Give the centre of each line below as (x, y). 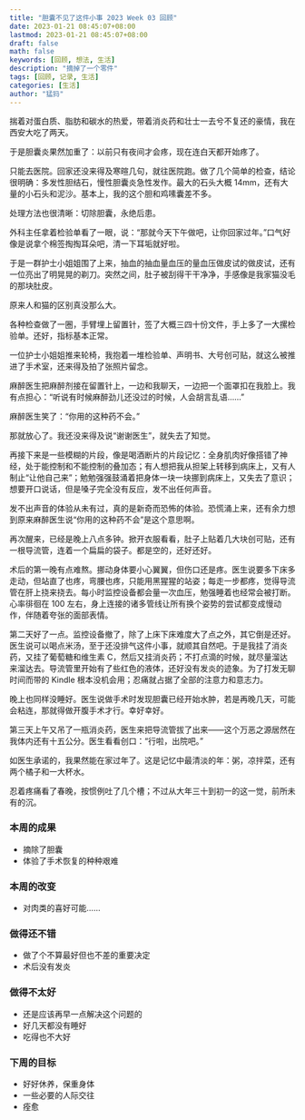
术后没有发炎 (46, 966)
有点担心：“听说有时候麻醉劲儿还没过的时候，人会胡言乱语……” (127, 397)
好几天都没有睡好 (54, 1025)
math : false (32, 52)
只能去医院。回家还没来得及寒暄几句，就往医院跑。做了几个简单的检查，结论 (152, 171)
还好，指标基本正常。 (73, 335)
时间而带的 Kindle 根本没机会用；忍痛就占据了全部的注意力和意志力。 (139, 679)
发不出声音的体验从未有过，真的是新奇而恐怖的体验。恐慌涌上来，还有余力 (148, 508)
